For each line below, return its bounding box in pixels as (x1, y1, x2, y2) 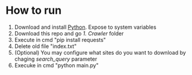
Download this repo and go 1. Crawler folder (14, 29, 124, 37)
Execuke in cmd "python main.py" (14, 61, 99, 69)
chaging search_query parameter (14, 55, 98, 62)
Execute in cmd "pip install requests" (14, 36, 107, 43)
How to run (5, 4, 62, 17)
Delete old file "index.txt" (14, 43, 77, 50)
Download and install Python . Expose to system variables (14, 23, 157, 31)
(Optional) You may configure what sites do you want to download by (14, 49, 186, 56)
